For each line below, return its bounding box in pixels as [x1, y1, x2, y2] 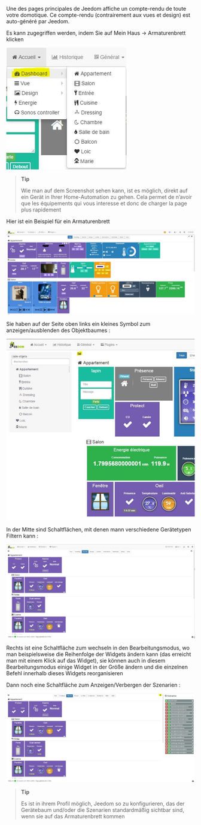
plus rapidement [20, 206, 62, 213]
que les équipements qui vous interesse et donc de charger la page [20, 200, 187, 207]
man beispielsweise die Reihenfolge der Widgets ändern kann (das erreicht [6, 650, 191, 658]
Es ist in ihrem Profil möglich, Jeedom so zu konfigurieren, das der [20, 800, 185, 807]
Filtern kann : [6, 533, 39, 540]
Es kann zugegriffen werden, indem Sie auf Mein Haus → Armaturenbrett [6, 29, 186, 37]
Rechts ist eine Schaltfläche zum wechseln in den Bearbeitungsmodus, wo [6, 644, 190, 651]
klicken [6, 36, 24, 43]
